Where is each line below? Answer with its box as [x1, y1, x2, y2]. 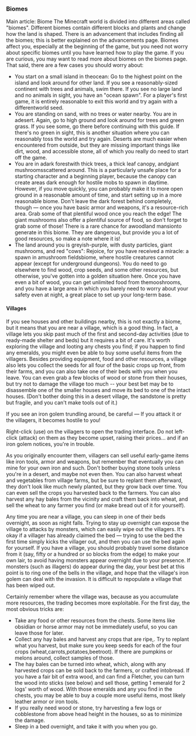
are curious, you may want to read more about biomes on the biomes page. [6, 55, 188, 63]
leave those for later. [14, 629, 64, 636]
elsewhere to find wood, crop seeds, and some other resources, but [14, 266, 178, 274]
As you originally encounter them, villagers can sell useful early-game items [6, 451, 189, 459]
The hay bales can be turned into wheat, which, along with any [14, 660, 166, 667]
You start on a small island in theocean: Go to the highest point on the [14, 73, 183, 80]
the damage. [14, 717, 46, 724]
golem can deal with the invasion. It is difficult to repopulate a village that [6, 575, 183, 582]
